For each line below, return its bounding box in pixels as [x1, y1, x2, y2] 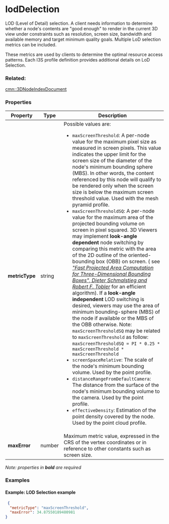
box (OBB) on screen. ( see [96, 258, 160, 265]
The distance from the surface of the [72, 381, 159, 388]
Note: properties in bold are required [5, 464, 81, 470]
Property [11, 112, 33, 119]
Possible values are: [63, 120, 111, 127]
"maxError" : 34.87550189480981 [10, 510, 75, 515]
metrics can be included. [5, 41, 57, 47]
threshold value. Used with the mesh [72, 195, 158, 202]
